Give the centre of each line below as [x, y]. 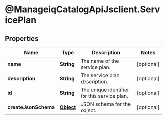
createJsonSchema [31, 107]
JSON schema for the [105, 104]
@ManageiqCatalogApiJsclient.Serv [83, 10]
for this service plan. [104, 96]
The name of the [100, 61]
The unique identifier [105, 90]
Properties [22, 39]
